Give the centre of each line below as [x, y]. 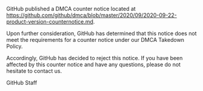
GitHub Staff [22, 83]
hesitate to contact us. [34, 71]
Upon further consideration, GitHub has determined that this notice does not [101, 33]
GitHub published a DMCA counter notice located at [71, 9]
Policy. [15, 46]
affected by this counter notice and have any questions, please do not [93, 64]
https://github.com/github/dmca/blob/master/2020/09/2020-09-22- [92, 15]
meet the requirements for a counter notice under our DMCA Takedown [95, 40]
